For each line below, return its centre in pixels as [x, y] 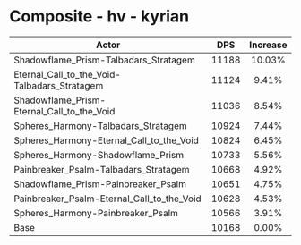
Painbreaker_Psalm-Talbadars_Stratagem [102, 169]
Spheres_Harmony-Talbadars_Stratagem [101, 125]
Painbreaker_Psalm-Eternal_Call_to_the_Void [107, 199]
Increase [268, 45]
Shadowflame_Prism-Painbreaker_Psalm [100, 183]
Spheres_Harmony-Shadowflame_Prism [99, 155]
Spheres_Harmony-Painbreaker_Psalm [96, 213]
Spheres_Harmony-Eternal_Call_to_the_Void [107, 140]
